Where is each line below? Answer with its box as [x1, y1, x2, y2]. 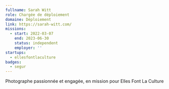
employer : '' [14, 45, 42, 50]
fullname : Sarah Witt [5, 7, 52, 13]
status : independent [14, 41, 58, 46]
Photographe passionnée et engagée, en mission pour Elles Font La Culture [5, 78, 164, 84]
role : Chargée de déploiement [5, 12, 70, 17]
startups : [5, 50, 27, 55]
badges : [5, 60, 22, 65]
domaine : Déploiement [5, 17, 52, 22]
